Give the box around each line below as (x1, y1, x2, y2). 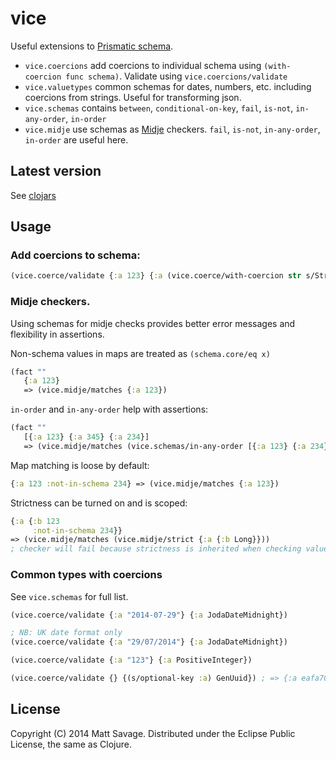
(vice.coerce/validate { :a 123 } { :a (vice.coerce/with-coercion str (10, 271, 302, 281)
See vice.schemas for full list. (10, 590, 129, 602)
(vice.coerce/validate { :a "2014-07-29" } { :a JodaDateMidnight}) (10, 610, 288, 620)
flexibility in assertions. (10, 328, 105, 340)
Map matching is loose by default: (10, 459, 150, 471)
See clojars (10, 189, 57, 201)
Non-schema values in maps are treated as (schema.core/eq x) (10, 347, 271, 359)
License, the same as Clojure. (10, 738, 132, 750)
